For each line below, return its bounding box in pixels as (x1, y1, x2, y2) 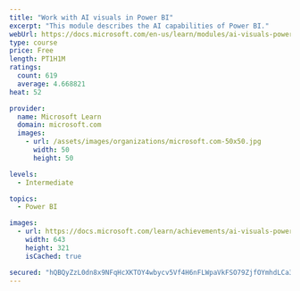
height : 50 (32, 154, 74, 162)
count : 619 (17, 71, 58, 80)
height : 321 (25, 243, 70, 253)
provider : (9, 104, 46, 112)
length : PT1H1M (9, 54, 66, 63)
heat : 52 (9, 87, 42, 96)
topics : (9, 194, 38, 204)
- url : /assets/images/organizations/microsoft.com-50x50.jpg (25, 137, 262, 146)
